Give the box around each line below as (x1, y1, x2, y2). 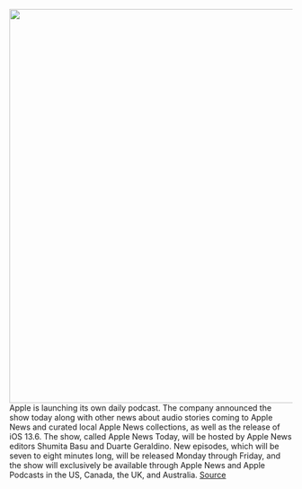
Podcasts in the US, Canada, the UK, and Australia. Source (9, 469, 226, 480)
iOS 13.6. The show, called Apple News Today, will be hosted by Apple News (9, 431, 292, 441)
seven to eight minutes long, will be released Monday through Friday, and (9, 450, 281, 461)
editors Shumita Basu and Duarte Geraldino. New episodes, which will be (9, 441, 280, 451)
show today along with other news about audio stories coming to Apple (9, 412, 273, 422)
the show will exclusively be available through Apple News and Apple (9, 460, 265, 470)
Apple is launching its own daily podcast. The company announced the (9, 403, 272, 413)
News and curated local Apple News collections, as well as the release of (9, 421, 280, 432)
